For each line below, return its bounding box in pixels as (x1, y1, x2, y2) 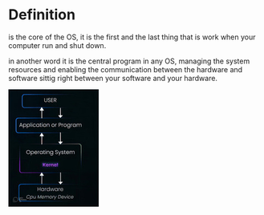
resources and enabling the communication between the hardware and (8, 64, 243, 74)
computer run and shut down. (8, 40, 107, 50)
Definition (8, 6, 76, 24)
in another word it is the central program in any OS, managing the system (8, 56, 250, 66)
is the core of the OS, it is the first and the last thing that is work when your (8, 32, 256, 42)
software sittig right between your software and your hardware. (8, 73, 218, 83)
